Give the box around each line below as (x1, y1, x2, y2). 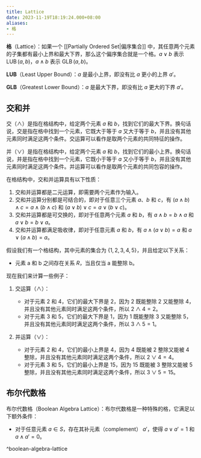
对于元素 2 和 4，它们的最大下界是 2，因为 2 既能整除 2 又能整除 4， (23, 298, 194, 305)
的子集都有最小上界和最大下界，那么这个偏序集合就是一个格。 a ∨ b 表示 (6, 51, 185, 58)
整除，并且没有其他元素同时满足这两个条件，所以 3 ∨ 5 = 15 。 (23, 369, 179, 376)
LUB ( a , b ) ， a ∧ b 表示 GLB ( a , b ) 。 (6, 58, 91, 65)
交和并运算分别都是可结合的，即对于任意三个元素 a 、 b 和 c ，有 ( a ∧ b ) (14, 196, 190, 204)
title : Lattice (6, 8, 45, 15)
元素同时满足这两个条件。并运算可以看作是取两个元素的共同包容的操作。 (6, 163, 185, 171)
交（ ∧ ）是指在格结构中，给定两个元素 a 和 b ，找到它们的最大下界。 (6, 120, 176, 127)
